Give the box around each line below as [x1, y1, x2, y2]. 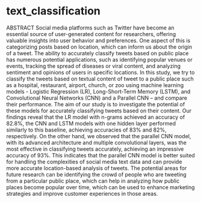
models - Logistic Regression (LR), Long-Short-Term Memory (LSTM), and [6, 88, 191, 95]
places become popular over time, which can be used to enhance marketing [6, 183, 195, 190]
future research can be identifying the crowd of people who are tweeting [6, 171, 187, 178]
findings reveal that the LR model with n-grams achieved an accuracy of [6, 113, 185, 121]
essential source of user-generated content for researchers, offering [6, 30, 176, 37]
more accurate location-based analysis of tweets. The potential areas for [6, 164, 187, 172]
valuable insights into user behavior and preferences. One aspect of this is [6, 37, 191, 44]
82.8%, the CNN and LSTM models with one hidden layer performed [6, 120, 176, 127]
